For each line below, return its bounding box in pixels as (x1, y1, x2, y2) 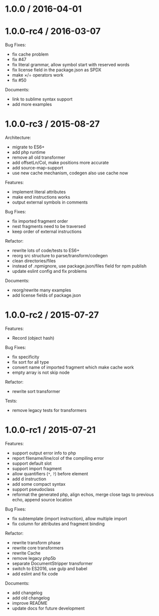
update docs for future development (12, 605, 85, 611)
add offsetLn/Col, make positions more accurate (12, 160, 109, 165)
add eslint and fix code (12, 571, 58, 576)
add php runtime (12, 149, 46, 155)
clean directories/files (12, 258, 56, 264)
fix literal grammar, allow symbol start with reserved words (12, 62, 130, 68)
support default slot (12, 460, 52, 466)
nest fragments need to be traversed (12, 224, 86, 229)
